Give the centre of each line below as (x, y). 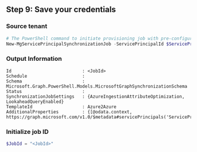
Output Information (34, 59)
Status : (45, 91)
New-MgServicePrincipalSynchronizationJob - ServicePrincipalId (85, 44)
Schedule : (45, 76)
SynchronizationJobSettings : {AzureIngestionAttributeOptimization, (95, 96)
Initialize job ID (27, 132)
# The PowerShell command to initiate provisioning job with (82, 38)
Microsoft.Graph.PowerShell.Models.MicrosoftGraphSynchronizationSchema (97, 86)
